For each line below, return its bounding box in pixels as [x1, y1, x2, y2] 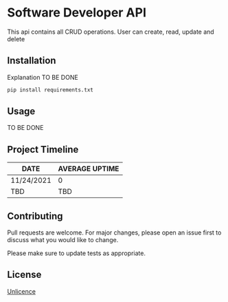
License [7, 269, 42, 281]
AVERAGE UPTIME [58, 164, 119, 173]
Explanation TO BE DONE [7, 73, 79, 81]
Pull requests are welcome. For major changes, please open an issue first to [7, 228, 222, 237]
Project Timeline [7, 143, 79, 155]
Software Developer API [7, 5, 146, 21]
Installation [7, 55, 56, 67]
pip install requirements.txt [7, 86, 94, 94]
